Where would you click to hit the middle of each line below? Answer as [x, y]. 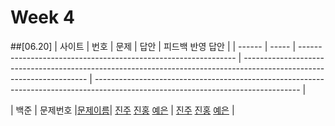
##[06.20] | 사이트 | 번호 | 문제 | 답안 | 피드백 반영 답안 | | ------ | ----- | [153, 46]
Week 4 [42, 17]
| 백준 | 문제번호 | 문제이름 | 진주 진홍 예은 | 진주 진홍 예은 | [122, 110]
